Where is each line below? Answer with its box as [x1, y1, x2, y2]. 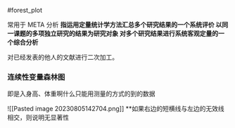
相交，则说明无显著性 [7, 113, 69, 122]
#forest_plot [7, 6, 42, 14]
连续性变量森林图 [7, 72, 65, 82]
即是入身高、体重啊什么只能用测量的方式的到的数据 [7, 89, 155, 98]
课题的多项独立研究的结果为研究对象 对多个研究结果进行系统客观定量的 [13, 30, 219, 37]
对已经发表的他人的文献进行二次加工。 [7, 53, 118, 61]
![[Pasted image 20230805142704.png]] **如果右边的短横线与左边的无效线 [7, 105, 224, 113]
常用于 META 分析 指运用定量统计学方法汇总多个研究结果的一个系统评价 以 [7, 20, 222, 29]
